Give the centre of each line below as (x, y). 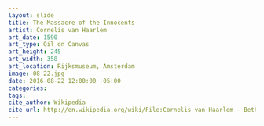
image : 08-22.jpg (37, 74)
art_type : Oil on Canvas (49, 45)
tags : (17, 95)
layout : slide (31, 15)
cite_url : (24, 110)
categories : (27, 88)
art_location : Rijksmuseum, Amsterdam (71, 67)
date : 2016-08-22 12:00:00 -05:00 (65, 81)
